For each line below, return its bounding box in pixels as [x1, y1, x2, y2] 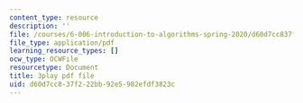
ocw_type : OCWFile [9, 55, 78, 64]
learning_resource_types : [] [9, 47, 119, 56]
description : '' [9, 21, 70, 30]
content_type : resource [9, 13, 99, 22]
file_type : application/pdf [9, 38, 115, 47]
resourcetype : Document [9, 64, 99, 73]
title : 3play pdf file [9, 72, 95, 81]
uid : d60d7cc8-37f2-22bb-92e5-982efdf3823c [9, 80, 176, 89]
